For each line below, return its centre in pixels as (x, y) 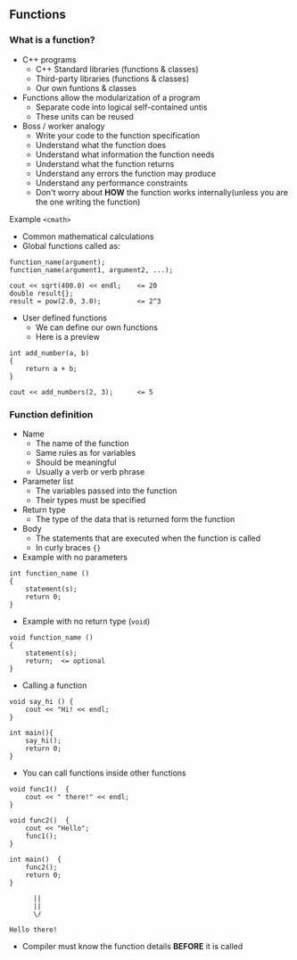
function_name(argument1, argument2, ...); (91, 270)
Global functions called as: (71, 245)
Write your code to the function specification (118, 135)
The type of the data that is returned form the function (135, 519)
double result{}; (41, 294)
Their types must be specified (91, 500)
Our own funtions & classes (86, 87)
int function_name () (49, 573)
